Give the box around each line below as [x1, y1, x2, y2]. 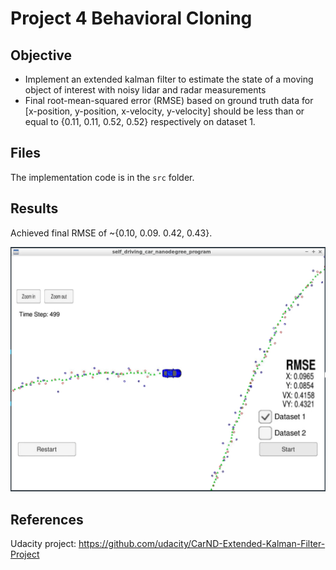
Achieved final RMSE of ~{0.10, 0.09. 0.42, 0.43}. [10, 227, 213, 239]
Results [10, 200, 59, 217]
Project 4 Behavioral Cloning [10, 7, 253, 30]
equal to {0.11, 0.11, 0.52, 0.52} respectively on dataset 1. [24, 116, 256, 127]
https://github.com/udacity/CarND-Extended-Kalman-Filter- [78, 538, 326, 550]
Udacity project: [10, 538, 77, 550]
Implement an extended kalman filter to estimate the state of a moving [24, 73, 314, 85]
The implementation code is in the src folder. [10, 171, 195, 183]
